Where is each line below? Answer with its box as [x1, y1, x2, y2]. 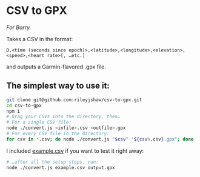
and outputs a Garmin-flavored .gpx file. [6, 63, 107, 70]
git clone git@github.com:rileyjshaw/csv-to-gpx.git [6, 96, 142, 103]
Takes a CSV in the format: [6, 35, 73, 42]
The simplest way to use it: [6, 81, 110, 91]
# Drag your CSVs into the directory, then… [6, 113, 121, 120]
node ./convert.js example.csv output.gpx [6, 164, 115, 170]
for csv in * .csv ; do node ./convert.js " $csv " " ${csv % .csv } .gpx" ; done [6, 136, 194, 142]
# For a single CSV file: [6, 119, 72, 125]
